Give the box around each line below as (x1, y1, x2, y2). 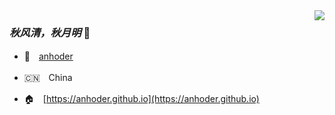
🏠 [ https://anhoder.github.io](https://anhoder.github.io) (23, 93, 260, 105)
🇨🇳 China (23, 72, 73, 84)
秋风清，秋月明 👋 (9, 25, 91, 39)
